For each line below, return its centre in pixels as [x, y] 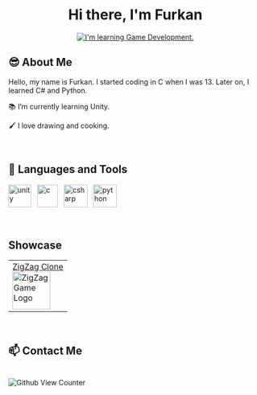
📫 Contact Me [46, 350]
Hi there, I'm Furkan [135, 15]
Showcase [35, 245]
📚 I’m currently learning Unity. [59, 106]
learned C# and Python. [48, 90]
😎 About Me [40, 62]
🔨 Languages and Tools [68, 169]
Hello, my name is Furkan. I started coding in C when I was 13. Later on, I [129, 81]
